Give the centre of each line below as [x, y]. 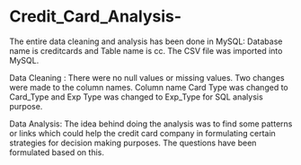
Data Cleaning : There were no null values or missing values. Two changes [147, 77]
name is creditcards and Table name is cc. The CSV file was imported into [146, 50]
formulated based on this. [57, 152]
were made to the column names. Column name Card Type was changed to [149, 87]
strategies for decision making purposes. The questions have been [133, 143]
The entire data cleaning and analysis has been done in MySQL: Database [146, 41]
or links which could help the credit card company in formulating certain [142, 133]
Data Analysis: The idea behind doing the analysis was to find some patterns [151, 124]
